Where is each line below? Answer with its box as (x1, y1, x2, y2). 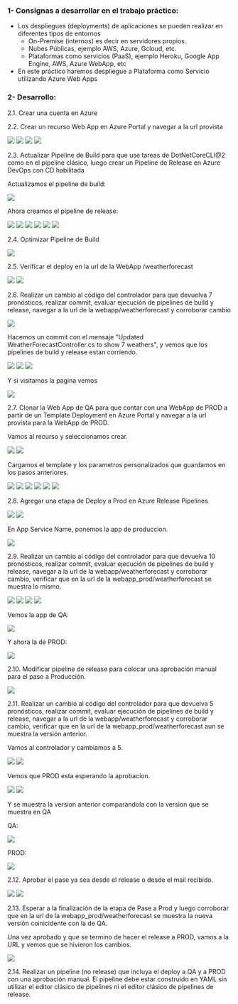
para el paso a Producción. (7, 672, 87, 680)
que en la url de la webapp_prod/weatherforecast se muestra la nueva (7, 911, 213, 920)
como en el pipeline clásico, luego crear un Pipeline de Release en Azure (7, 158, 220, 167)
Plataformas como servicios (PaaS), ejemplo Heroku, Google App (28, 52, 220, 60)
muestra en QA (7, 807, 51, 816)
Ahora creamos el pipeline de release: (7, 207, 119, 215)
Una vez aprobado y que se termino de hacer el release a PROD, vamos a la (7, 932, 229, 941)
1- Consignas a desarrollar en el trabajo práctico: (7, 6, 179, 16)
